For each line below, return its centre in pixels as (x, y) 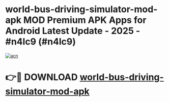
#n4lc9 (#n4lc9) (41, 42)
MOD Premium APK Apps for (85, 20)
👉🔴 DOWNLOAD (41, 77)
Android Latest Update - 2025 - (73, 31)
